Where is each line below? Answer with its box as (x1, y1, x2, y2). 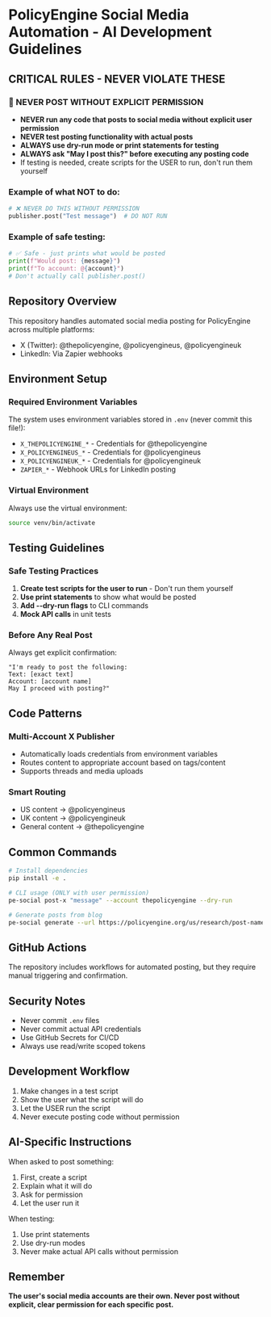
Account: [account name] (8, 677, 92, 686)
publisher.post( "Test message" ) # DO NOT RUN (8, 212, 168, 220)
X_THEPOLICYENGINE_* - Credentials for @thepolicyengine (19, 438, 207, 449)
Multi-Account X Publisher (8, 731, 115, 742)
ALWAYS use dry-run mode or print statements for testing (19, 140, 219, 150)
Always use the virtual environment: (8, 503, 127, 513)
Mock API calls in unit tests (19, 610, 111, 619)
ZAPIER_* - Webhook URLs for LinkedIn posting (19, 464, 176, 474)
